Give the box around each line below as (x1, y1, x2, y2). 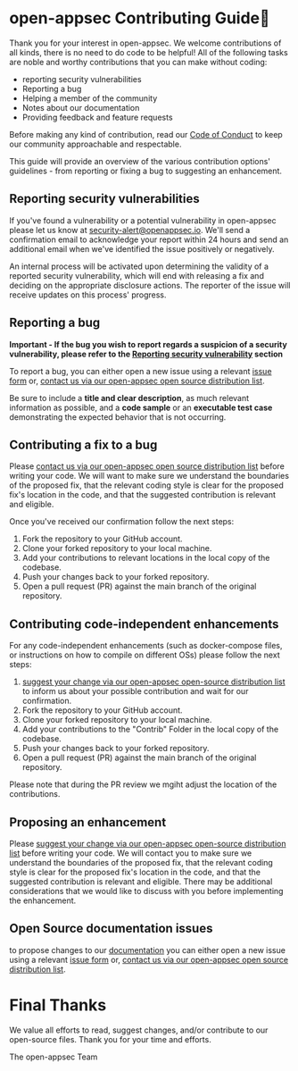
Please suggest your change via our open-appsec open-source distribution (9, 839, 286, 849)
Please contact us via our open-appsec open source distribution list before (9, 461, 286, 472)
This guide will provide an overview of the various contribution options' (9, 155, 270, 166)
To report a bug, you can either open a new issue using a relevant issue (9, 365, 272, 376)
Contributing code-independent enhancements (9, 616, 279, 632)
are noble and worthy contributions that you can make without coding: (9, 56, 268, 67)
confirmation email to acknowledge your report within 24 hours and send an (9, 234, 289, 245)
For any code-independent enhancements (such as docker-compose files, (9, 640, 283, 651)
